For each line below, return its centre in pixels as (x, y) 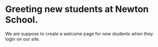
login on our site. (23, 39)
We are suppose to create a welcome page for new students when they (79, 33)
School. (22, 20)
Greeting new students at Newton (77, 9)
